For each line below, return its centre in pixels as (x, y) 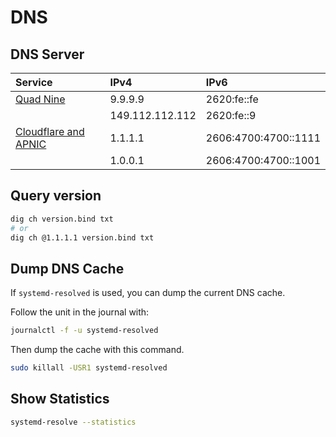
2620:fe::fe (232, 99)
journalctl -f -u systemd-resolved (84, 331)
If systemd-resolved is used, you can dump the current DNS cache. (148, 293)
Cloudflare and (50, 131)
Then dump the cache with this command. (97, 350)
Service (34, 82)
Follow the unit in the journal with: (80, 312)
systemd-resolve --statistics (73, 422)
